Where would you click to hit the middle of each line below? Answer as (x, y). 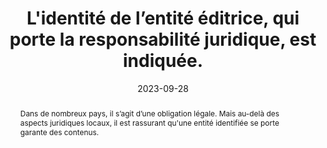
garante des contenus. (59, 132)
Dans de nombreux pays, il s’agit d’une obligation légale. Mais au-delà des (149, 113)
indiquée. (163, 61)
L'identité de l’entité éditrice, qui (163, 18)
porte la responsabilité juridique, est (163, 39)
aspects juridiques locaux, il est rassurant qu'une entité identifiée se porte (149, 122)
